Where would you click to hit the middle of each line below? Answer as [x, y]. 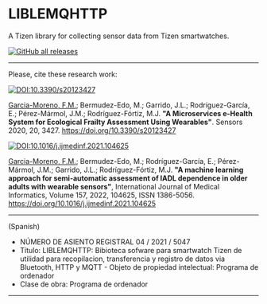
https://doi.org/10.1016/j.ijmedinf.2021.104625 [82, 203]
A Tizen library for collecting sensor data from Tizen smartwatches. [119, 36]
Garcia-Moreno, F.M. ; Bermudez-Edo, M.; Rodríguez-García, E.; [112, 161]
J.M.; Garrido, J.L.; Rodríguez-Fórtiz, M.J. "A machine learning [140, 170]
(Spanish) [24, 226]
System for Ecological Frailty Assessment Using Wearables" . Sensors [126, 122]
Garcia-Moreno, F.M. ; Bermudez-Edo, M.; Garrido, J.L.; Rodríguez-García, [129, 105]
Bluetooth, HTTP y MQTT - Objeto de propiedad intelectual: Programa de [139, 267]
